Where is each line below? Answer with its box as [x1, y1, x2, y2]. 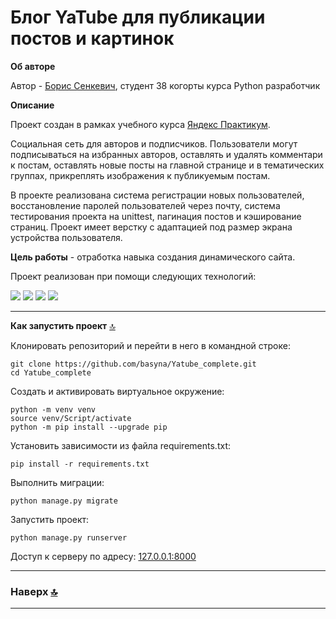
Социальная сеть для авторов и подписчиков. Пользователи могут [10, 137, 298, 150]
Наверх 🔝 [10, 584, 58, 598]
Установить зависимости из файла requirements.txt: [10, 439, 231, 451]
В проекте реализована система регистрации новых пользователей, [10, 189, 305, 201]
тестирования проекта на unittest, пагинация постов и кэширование [10, 210, 302, 222]
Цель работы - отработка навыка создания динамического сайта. [10, 251, 296, 263]
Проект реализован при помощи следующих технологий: [10, 270, 257, 282]
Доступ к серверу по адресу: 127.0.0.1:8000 [10, 550, 197, 562]
